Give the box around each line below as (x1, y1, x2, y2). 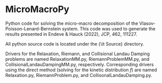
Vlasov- (139, 20, 156, 26)
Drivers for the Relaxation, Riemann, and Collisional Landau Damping (5, 51, 150, 57)
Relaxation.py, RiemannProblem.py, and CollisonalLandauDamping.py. (5, 72, 152, 78)
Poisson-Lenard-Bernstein (5, 25, 61, 31)
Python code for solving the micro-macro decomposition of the (5, 20, 138, 26)
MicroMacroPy (5, 4, 70, 15)
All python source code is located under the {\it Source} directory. (5, 40, 144, 47)
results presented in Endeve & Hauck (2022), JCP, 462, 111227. (5, 31, 137, 37)
